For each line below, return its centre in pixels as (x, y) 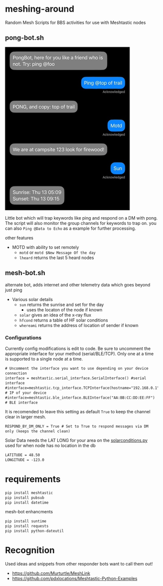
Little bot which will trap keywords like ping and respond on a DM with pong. (81, 218)
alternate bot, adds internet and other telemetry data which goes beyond (78, 284)
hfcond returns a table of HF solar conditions (64, 320)
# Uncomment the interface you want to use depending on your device (77, 368)
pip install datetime (27, 503)
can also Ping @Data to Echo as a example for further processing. (71, 228)
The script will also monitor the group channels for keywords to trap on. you (81, 223)
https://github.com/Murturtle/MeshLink (51, 573)
